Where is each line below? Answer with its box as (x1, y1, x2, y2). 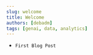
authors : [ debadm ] (6, 20, 53, 26)
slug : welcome (6, 8, 42, 15)
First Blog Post (14, 43, 56, 49)
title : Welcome (6, 14, 45, 20)
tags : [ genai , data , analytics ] (6, 25, 88, 32)
